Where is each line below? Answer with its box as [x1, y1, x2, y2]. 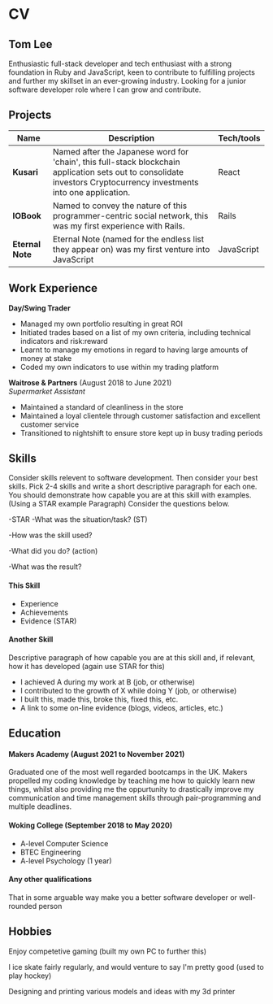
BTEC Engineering [19, 847, 81, 857]
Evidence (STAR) [19, 615, 77, 626]
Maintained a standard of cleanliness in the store [19, 402, 184, 411]
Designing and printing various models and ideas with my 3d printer [8, 986, 236, 996]
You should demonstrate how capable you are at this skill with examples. [8, 490, 252, 500]
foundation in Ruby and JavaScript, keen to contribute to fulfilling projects [8, 67, 256, 77]
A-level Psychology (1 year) [19, 855, 112, 866]
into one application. [52, 186, 131, 198]
